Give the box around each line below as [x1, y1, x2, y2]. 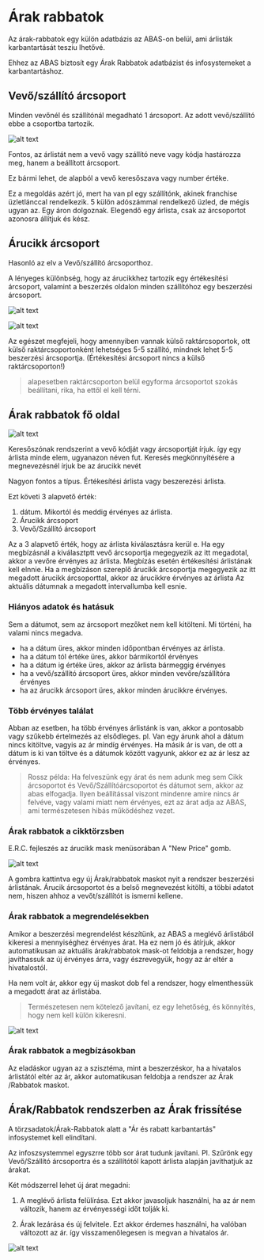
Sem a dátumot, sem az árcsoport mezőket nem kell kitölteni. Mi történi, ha [8, 619, 252, 629]
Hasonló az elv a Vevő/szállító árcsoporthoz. [8, 258, 153, 267]
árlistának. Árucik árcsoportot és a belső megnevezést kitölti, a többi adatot [8, 883, 255, 892]
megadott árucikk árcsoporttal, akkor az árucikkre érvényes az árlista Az [8, 573, 245, 582]
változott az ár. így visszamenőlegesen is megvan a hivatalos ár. [19, 1228, 229, 1237]
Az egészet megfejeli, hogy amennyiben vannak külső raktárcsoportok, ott [8, 336, 251, 346]
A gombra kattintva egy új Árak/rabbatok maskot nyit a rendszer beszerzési [8, 874, 255, 884]
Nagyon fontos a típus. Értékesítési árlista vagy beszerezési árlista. [8, 476, 227, 487]
